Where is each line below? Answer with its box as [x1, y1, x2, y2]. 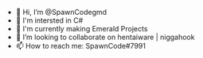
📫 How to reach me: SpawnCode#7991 [15, 42, 146, 50]
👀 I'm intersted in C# [15, 16, 84, 25]
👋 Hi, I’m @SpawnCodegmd [15, 8, 107, 16]
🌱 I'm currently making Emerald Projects [15, 24, 148, 33]
